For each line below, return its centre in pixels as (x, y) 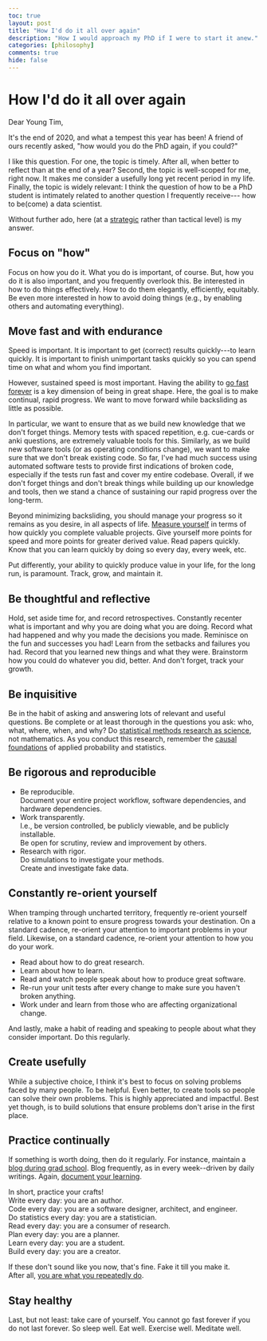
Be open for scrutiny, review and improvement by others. (113, 842)
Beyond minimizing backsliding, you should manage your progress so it (125, 515)
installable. (37, 834)
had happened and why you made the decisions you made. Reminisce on (128, 635)
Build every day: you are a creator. (65, 1251)
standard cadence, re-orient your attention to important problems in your (128, 929)
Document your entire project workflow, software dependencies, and (133, 800)
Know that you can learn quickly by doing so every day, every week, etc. (128, 550)
